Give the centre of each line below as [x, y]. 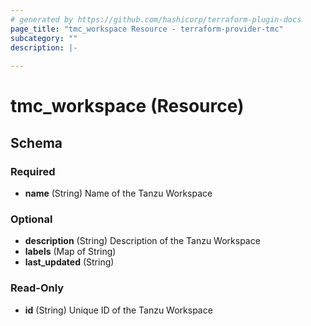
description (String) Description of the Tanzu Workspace [142, 241]
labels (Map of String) [70, 252]
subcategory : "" [44, 38]
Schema [36, 142]
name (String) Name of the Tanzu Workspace [118, 193]
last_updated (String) [69, 262]
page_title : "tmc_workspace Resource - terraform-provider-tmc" [147, 29]
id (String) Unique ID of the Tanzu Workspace [118, 310]
